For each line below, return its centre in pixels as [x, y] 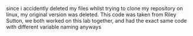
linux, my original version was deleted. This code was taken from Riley [91, 15]
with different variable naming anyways [54, 27]
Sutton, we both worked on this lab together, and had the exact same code [96, 21]
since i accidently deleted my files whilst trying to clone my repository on [95, 8]
